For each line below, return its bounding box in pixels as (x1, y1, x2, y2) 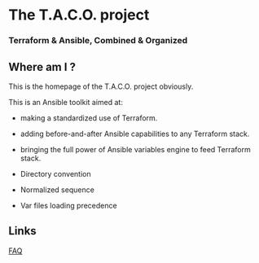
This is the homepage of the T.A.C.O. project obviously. (8, 81, 194, 91)
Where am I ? (8, 59, 76, 74)
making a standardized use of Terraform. (20, 112, 158, 123)
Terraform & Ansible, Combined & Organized (8, 35, 188, 46)
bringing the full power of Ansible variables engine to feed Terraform (20, 144, 251, 154)
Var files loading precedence (20, 200, 117, 210)
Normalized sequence (20, 185, 95, 195)
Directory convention (20, 169, 91, 178)
